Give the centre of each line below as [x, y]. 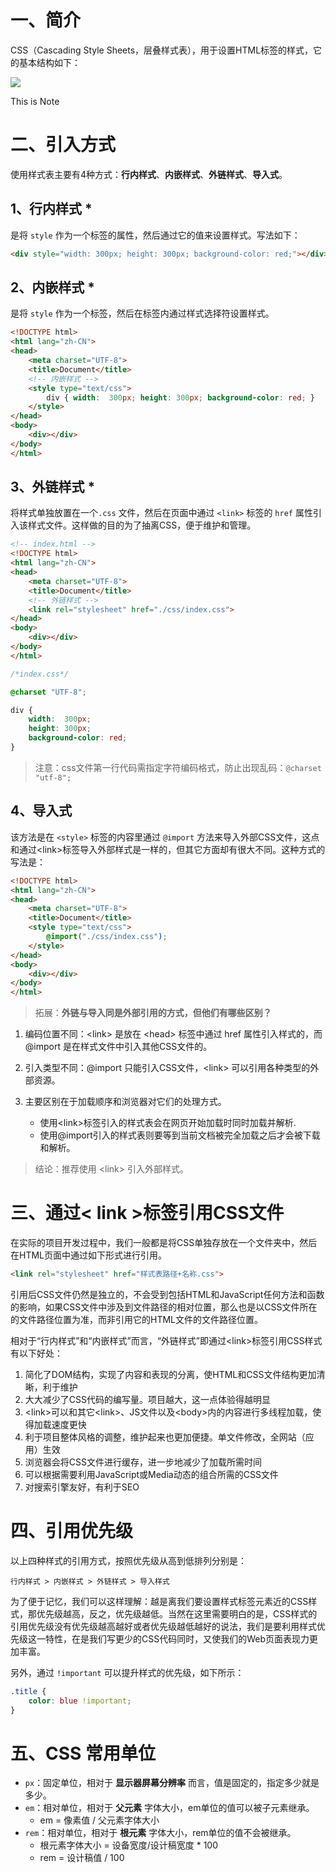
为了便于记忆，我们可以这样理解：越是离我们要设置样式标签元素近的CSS [159, 1601]
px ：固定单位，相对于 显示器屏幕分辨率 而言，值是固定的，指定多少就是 [172, 1783]
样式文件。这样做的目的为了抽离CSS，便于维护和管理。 [142, 525]
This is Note [35, 101]
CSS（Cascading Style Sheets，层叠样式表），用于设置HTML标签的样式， [162, 50]
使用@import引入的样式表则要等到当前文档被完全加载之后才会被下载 [180, 1135]
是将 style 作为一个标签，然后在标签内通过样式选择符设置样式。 [142, 313]
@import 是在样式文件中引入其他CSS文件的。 [118, 1047]
